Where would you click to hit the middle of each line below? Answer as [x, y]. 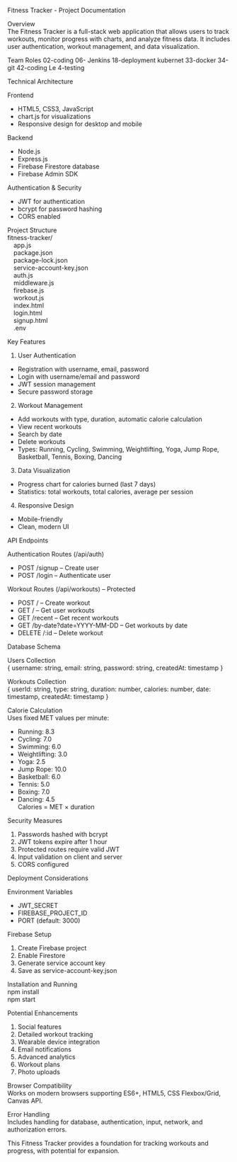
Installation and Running [42, 984]
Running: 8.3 [36, 731]
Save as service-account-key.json [67, 970]
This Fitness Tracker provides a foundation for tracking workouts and [108, 1143]
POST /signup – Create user [58, 568]
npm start [22, 999]
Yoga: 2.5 [31, 762]
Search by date [40, 434]
